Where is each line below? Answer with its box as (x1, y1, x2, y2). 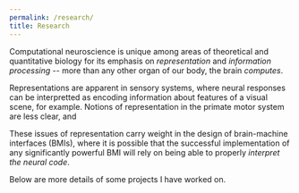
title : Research (9, 21, 70, 30)
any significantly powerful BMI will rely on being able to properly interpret (9, 147, 280, 157)
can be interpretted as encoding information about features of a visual (9, 91, 269, 103)
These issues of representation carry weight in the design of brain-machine (9, 128, 288, 138)
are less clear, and (9, 111, 77, 122)
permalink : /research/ (9, 13, 94, 22)
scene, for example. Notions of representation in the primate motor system (9, 101, 285, 112)
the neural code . (9, 156, 70, 167)
